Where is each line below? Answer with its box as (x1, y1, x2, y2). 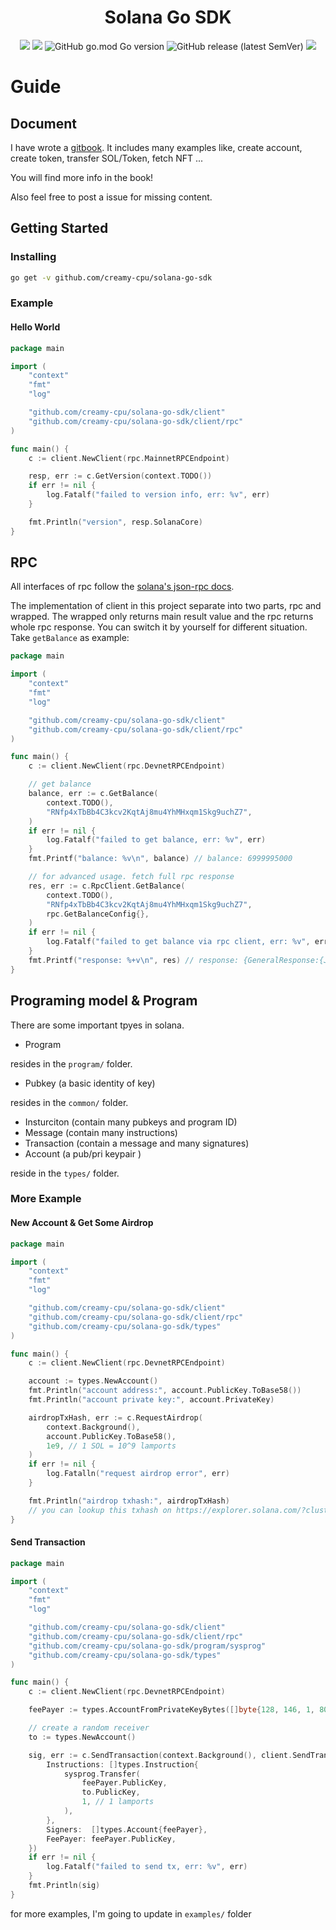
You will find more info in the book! (10, 171, 154, 183)
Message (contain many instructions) (24, 1126, 178, 1138)
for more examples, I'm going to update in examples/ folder (10, 1907, 252, 1920)
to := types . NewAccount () (28, 1732, 137, 1742)
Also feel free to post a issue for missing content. (10, 191, 213, 203)
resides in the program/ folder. (10, 1057, 133, 1070)
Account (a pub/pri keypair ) (24, 1147, 142, 1160)
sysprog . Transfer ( (63, 1769, 141, 1779)
